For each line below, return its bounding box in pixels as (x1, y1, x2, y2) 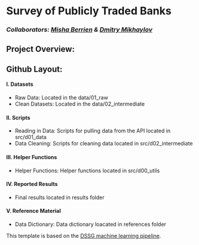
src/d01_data (14, 134, 47, 141)
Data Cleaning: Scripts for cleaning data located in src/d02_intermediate (14, 140, 193, 147)
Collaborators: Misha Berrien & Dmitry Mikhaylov (6, 26, 152, 34)
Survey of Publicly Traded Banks (6, 4, 172, 18)
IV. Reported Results (6, 181, 58, 188)
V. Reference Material (6, 207, 61, 215)
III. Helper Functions (6, 153, 57, 160)
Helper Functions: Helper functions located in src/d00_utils (14, 167, 160, 174)
